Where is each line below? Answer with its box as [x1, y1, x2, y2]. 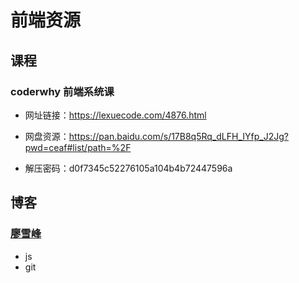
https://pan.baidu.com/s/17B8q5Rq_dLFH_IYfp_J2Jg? [68, 130, 289, 142]
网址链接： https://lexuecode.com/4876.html [24, 109, 207, 121]
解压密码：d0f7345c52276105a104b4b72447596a [24, 162, 233, 174]
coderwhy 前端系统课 [10, 84, 115, 98]
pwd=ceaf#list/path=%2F [24, 141, 132, 153]
